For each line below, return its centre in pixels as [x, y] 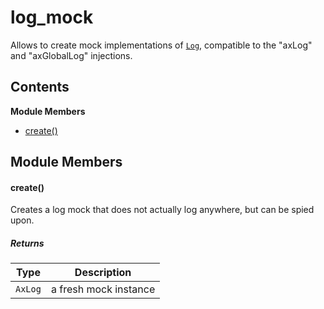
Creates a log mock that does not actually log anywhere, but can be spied [162, 210]
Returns [27, 243]
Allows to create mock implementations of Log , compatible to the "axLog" [161, 45]
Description [103, 273]
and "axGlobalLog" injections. [71, 55]
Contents [40, 87]
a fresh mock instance [103, 289]
